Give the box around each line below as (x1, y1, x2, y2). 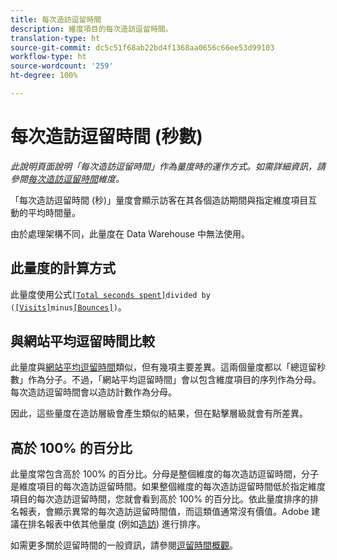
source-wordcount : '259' (10, 61, 114, 71)
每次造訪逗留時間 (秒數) (10, 126, 203, 148)
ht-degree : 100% (10, 71, 78, 81)
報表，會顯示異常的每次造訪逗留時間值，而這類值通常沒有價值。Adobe (18, 506, 310, 518)
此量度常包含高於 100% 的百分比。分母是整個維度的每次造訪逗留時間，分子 (10, 468, 319, 480)
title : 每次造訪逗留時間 (10, 14, 102, 25)
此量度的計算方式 (10, 260, 116, 277)
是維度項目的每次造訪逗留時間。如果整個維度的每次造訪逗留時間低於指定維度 (10, 481, 326, 493)
